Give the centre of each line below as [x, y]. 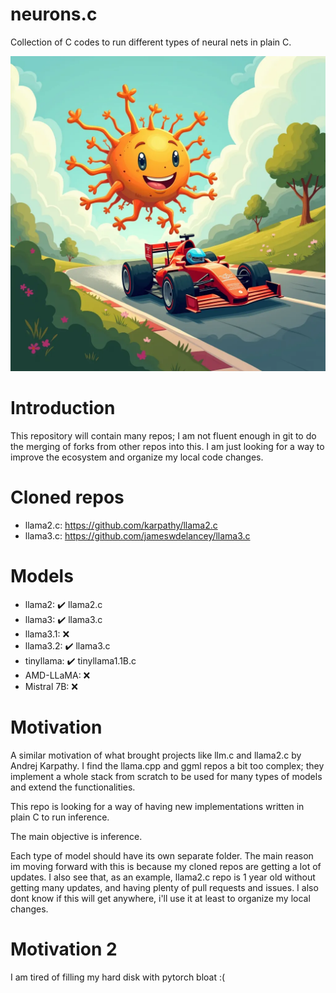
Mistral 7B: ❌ [51, 686]
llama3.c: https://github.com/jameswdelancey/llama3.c [137, 535]
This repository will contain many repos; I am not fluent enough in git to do [163, 435]
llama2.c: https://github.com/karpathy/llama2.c [121, 525]
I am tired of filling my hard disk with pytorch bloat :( [118, 977]
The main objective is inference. [76, 836]
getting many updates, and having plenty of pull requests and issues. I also [164, 887]
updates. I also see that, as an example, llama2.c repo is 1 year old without [163, 877]
